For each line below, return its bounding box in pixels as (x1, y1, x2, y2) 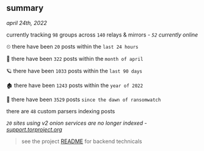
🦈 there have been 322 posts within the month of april (6, 55, 144, 62)
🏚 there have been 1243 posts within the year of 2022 (6, 82, 144, 89)
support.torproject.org (6, 125, 62, 133)
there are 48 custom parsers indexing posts (6, 107, 115, 114)
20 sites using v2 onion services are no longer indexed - (6, 119, 147, 127)
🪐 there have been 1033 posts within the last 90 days (6, 67, 142, 74)
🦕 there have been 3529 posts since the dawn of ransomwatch (6, 96, 161, 103)
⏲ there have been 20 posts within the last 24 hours (6, 43, 139, 50)
